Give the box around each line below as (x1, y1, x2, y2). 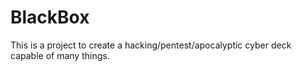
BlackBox (10, 6, 90, 29)
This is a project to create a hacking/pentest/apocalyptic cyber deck (10, 39, 292, 51)
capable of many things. (10, 49, 110, 61)
